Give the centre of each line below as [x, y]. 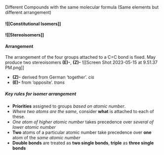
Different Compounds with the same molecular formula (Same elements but [82, 7]
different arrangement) [28, 12]
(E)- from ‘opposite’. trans [39, 82]
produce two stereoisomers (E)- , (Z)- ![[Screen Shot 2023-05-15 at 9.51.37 [82, 62]
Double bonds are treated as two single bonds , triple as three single [83, 143]
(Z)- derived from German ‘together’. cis [53, 77]
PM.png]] [15, 68]
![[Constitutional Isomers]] [33, 24]
